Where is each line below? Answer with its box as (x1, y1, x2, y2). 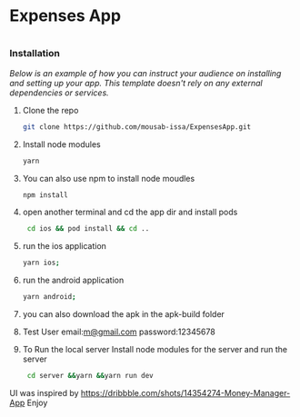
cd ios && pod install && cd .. (26, 224, 150, 233)
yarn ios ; (22, 258, 61, 268)
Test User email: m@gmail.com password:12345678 (22, 326, 215, 337)
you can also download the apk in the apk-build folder (22, 309, 225, 319)
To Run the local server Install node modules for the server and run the (22, 344, 288, 354)
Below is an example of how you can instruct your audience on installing (9, 67, 282, 78)
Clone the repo (22, 104, 79, 115)
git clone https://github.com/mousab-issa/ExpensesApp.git (22, 122, 252, 132)
